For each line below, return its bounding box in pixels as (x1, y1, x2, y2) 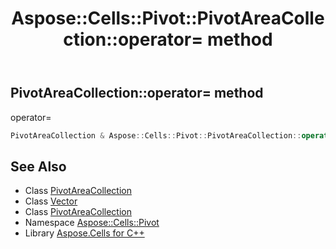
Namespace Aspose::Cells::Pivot (24, 217, 160, 229)
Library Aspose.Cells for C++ (24, 227, 145, 239)
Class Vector (24, 195, 78, 207)
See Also (10, 158, 67, 175)
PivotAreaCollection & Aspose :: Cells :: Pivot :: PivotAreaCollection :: (10, 130, 302, 141)
